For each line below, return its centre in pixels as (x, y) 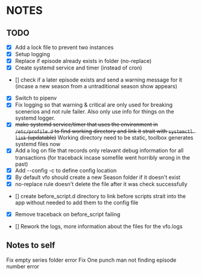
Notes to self (31, 245)
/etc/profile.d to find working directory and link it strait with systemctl (104, 131)
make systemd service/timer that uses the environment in (86, 125)
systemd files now (38, 144)
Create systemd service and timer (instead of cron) (79, 68)
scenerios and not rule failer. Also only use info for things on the (94, 112)
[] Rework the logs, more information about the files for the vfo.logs (99, 226)
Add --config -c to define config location (66, 170)
